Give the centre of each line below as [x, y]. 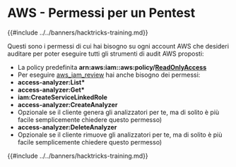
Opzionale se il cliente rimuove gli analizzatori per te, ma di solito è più [120, 135]
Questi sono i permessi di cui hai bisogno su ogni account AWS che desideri [118, 46]
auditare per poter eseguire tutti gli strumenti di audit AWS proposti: [106, 54]
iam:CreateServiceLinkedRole [63, 97]
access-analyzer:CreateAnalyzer [67, 104]
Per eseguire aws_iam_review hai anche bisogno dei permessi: [109, 75]
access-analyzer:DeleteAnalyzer [67, 127]
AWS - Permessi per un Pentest [101, 13]
